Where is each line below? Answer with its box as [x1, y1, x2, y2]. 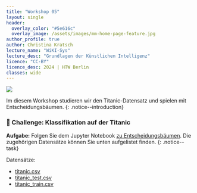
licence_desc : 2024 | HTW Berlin [6, 64, 89, 70]
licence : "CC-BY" [6, 58, 49, 64]
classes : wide [6, 70, 42, 76]
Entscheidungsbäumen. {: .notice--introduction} [6, 104, 124, 111]
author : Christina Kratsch [6, 42, 73, 48]
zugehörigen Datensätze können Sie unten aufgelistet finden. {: [6, 138, 162, 145]
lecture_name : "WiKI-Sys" [6, 48, 70, 54]
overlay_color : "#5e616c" [11, 25, 76, 32]
